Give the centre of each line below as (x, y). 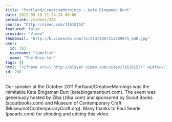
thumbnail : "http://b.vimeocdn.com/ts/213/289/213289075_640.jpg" (78, 39)
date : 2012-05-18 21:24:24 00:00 (41, 15)
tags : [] (15, 63)
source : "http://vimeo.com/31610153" (46, 24)
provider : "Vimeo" (25, 34)
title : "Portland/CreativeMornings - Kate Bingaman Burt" (68, 10)
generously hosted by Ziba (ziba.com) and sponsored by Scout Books (79, 97)
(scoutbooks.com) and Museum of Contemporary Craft (63, 103)
